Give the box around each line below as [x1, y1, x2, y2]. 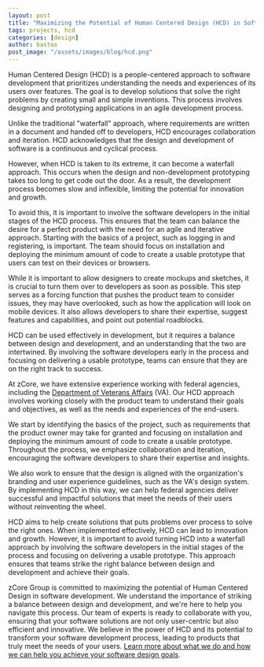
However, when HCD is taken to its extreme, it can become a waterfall [8, 159, 234, 168]
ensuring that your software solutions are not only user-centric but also [8, 617, 239, 625]
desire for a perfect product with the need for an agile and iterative [8, 225, 224, 233]
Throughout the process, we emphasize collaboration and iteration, [8, 445, 225, 454]
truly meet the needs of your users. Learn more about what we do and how [8, 642, 251, 650]
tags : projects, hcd [8, 26, 76, 34]
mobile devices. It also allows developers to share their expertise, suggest [8, 307, 247, 316]
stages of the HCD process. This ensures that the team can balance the [8, 216, 240, 225]
